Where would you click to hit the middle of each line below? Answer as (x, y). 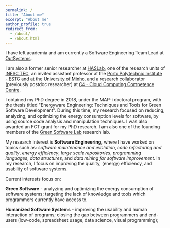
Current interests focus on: (33, 179)
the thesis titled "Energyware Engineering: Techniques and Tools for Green (83, 105)
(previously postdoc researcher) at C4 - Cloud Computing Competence (80, 84)
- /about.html (25, 39)
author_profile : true (28, 24)
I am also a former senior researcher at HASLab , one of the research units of (85, 68)
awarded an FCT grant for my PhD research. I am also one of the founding (83, 126)
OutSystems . (19, 58)
